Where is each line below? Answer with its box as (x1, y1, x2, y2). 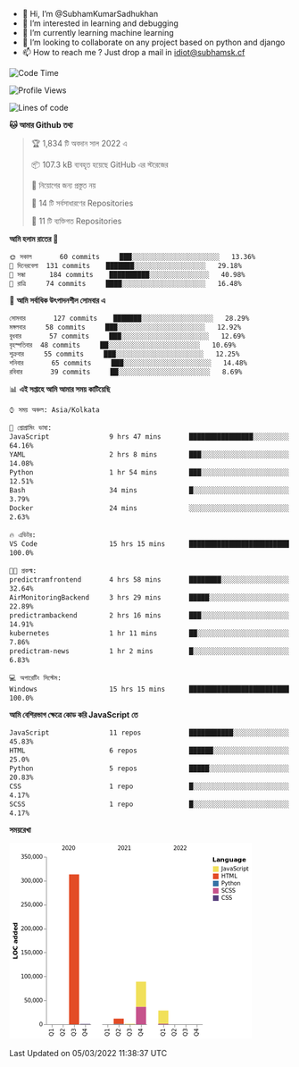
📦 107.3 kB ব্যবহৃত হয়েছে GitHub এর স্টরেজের (30, 159, 169, 170)
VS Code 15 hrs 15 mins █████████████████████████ (9, 540, 290, 549)
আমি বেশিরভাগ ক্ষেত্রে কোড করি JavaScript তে (9, 710, 138, 719)
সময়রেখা (9, 825, 31, 835)
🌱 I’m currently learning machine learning (21, 28, 174, 38)
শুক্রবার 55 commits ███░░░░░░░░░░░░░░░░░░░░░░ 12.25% (9, 349, 240, 358)
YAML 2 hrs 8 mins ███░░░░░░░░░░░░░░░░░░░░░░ (9, 450, 290, 459)
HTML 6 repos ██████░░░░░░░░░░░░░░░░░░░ (9, 746, 290, 755)
